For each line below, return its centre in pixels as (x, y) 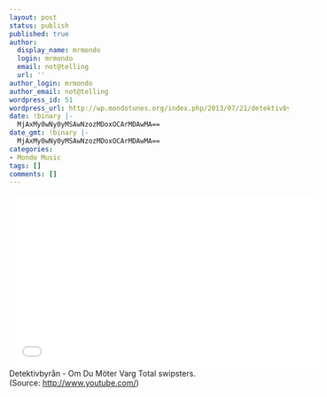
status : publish (39, 26)
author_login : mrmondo (51, 83)
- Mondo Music (35, 157)
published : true (39, 34)
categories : (31, 149)
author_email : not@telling (59, 91)
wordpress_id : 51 (41, 100)
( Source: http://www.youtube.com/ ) (74, 383)
